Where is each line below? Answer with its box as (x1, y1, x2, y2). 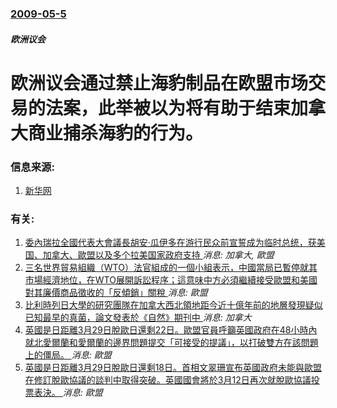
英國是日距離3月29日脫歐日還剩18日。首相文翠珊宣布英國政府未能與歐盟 (24, 362, 323, 374)
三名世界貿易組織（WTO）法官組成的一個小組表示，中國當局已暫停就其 (24, 262, 318, 274)
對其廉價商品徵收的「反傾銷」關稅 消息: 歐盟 (24, 287, 208, 299)
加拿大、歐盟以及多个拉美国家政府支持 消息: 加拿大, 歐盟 (42, 249, 275, 261)
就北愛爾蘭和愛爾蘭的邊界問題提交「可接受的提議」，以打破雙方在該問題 (24, 337, 319, 349)
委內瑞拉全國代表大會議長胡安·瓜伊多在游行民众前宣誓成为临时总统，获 (24, 237, 317, 249)
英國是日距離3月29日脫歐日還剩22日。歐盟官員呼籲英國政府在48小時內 (24, 324, 318, 336)
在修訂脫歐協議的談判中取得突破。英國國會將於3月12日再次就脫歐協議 (24, 374, 312, 386)
